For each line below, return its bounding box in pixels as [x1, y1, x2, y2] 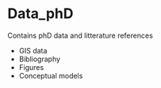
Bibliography [18, 54, 61, 64]
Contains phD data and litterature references [7, 31, 154, 40]
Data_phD [7, 5, 74, 23]
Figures [18, 62, 44, 71]
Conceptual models [18, 71, 83, 80]
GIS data [18, 46, 48, 55]
